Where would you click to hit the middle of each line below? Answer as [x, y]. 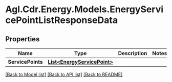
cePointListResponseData [62, 20]
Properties [23, 39]
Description [133, 53]
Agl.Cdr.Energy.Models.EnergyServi [84, 9]
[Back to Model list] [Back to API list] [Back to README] [64, 74]
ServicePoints [25, 62]
